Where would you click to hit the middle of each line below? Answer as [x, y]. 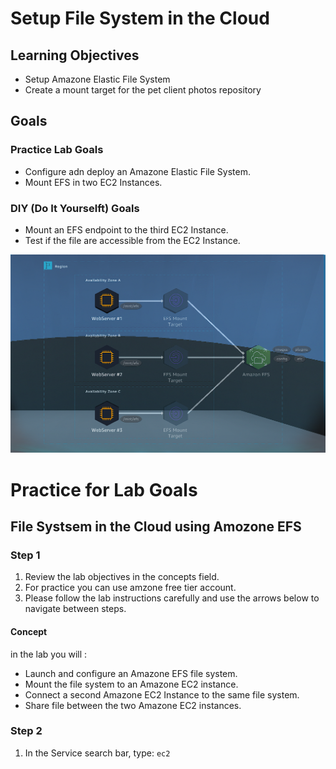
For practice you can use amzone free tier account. [130, 588]
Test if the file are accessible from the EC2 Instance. [132, 240]
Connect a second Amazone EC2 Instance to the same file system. [162, 694]
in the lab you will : [49, 654]
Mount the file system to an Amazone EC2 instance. [131, 684]
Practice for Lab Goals [104, 489]
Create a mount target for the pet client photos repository [143, 90]
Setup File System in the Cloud [140, 18]
